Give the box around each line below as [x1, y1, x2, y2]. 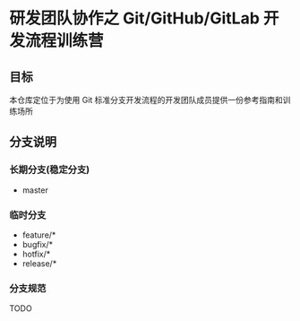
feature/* [21, 230, 56, 240]
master [21, 185, 49, 195]
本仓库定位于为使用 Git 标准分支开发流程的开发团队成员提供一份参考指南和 [9, 95, 284, 105]
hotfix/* [21, 248, 51, 259]
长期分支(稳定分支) [9, 163, 90, 176]
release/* [21, 257, 57, 269]
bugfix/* [21, 239, 54, 249]
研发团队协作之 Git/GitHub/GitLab [9, 8, 260, 29]
